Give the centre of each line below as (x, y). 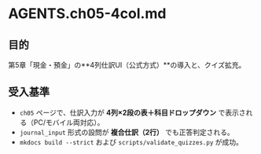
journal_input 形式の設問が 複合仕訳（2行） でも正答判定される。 (127, 132)
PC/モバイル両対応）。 (69, 122)
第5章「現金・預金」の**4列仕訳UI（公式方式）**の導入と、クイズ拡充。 (127, 65)
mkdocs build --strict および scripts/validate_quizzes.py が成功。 (131, 141)
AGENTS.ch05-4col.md (87, 14)
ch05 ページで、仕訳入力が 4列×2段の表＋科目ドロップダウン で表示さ (132, 112)
